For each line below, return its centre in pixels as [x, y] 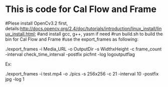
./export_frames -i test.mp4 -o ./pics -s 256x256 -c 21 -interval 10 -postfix [82, 73]
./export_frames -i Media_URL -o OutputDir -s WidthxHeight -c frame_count [83, 49]
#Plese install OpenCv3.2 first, [37, 23]
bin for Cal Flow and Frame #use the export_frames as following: [72, 39]
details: [13, 28]
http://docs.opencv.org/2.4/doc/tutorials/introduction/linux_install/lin [91, 28]
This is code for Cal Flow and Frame [81, 9]
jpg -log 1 [15, 79]
